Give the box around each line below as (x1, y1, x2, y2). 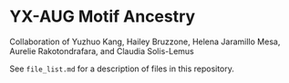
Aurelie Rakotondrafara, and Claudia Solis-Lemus (9, 45, 194, 56)
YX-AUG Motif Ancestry (9, 6, 196, 27)
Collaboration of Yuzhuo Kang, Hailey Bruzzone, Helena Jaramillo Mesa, (9, 36, 281, 47)
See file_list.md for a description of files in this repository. (9, 63, 235, 74)
